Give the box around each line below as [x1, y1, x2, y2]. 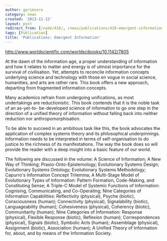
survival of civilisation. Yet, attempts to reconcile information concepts [5, 69, 149, 75]
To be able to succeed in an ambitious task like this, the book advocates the [5, 125, 161, 131]
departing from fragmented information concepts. [5, 85, 107, 91]
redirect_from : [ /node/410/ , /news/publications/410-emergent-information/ [5, 26, 166, 31]
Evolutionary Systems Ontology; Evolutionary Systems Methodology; [5, 166, 146, 172]
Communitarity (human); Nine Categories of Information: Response [5, 209, 143, 215]
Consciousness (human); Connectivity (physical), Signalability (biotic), [5, 198, 149, 204]
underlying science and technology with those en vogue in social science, [5, 74, 157, 80]
